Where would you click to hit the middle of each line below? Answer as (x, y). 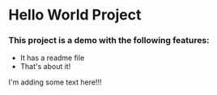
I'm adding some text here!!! (55, 82)
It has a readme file (52, 58)
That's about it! (45, 67)
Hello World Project (75, 15)
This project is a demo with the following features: (109, 41)
